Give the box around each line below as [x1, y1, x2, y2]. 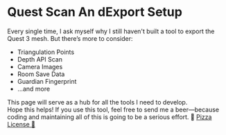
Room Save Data [17, 70, 65, 78]
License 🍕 [7, 120, 36, 128]
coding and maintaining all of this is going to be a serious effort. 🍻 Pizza [7, 112, 212, 121]
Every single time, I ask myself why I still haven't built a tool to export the [7, 27, 215, 35]
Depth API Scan [17, 55, 62, 63]
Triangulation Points [17, 48, 75, 56]
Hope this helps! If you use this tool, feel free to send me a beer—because [7, 105, 220, 114]
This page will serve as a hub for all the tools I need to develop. [7, 98, 188, 106]
